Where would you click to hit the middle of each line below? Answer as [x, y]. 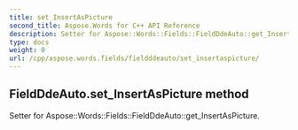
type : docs [29, 42]
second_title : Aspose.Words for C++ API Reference [105, 26]
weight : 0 [27, 50]
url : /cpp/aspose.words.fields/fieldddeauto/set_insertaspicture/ [134, 58]
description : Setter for [55, 34]
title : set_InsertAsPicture [61, 17]
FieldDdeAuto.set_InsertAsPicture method [129, 94]
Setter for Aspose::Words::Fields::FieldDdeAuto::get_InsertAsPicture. [134, 115]
